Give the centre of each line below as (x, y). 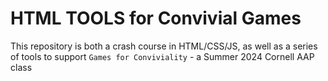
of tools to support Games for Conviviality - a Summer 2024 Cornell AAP (162, 56)
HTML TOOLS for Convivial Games (156, 18)
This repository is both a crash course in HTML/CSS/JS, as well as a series (164, 46)
